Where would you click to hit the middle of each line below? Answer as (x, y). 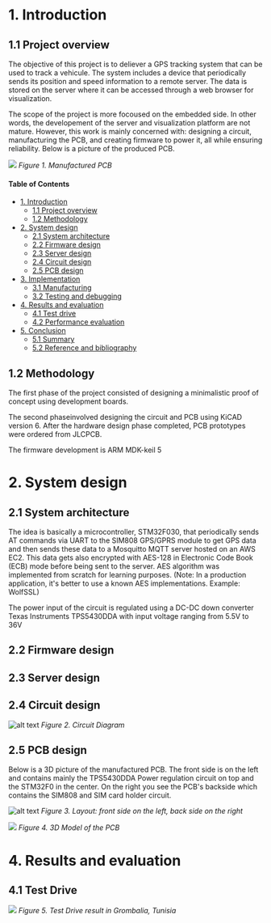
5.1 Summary (53, 339)
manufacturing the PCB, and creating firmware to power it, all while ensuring (135, 140)
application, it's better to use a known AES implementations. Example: (124, 583)
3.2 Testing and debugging (77, 296)
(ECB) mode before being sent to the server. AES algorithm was (114, 566)
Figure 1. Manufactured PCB (65, 165)
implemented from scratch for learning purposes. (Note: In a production (127, 575)
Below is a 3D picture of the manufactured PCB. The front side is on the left (133, 769)
